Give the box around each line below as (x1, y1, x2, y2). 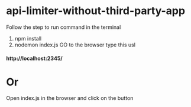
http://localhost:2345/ (6, 55, 63, 62)
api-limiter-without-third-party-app (6, 4, 185, 18)
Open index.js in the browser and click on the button (6, 95, 134, 102)
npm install (14, 35, 42, 42)
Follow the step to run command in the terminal (6, 24, 121, 31)
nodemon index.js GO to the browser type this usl (14, 41, 136, 48)
